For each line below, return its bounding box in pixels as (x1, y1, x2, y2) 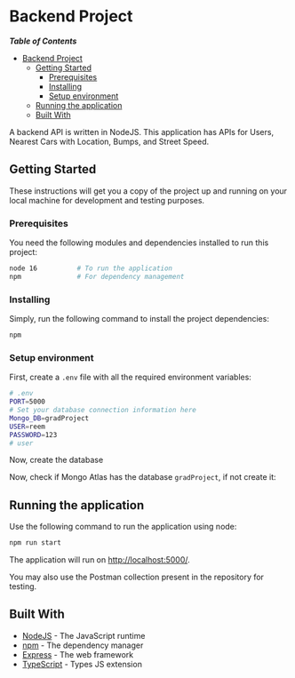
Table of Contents (9, 36, 77, 46)
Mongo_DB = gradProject (9, 413, 90, 423)
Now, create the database (9, 455, 104, 466)
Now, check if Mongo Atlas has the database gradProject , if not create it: (9, 472, 277, 483)
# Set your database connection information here (9, 406, 197, 415)
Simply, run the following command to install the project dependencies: (9, 314, 269, 324)
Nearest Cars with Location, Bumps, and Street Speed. (9, 136, 210, 147)
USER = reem (9, 422, 46, 431)
